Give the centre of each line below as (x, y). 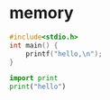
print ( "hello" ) (38, 87)
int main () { (34, 45)
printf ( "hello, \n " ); (64, 54)
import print (34, 78)
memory (41, 13)
